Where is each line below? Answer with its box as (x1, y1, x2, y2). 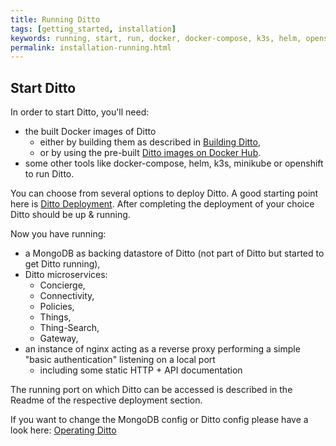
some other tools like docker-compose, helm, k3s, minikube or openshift (24, 157, 324, 170)
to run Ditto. (24, 168, 75, 180)
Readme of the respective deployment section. (10, 394, 203, 406)
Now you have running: (10, 228, 107, 240)
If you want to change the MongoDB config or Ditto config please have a (10, 414, 309, 426)
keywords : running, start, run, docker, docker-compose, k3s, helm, (10, 33, 302, 43)
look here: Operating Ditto (10, 424, 117, 436)
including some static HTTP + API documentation (39, 364, 243, 376)
